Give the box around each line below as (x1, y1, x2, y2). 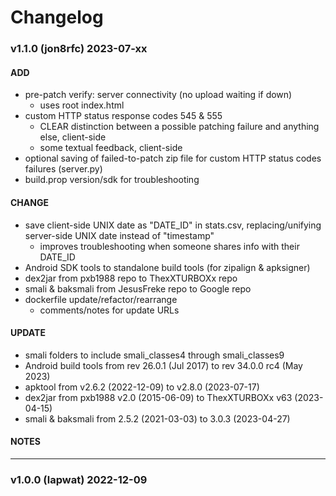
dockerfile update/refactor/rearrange (24, 293, 178, 305)
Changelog (10, 6, 104, 29)
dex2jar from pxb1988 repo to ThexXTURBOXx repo (24, 272, 238, 284)
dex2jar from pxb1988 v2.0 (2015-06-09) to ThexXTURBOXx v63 (24, 391, 293, 403)
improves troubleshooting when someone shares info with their (39, 240, 300, 252)
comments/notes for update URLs (39, 304, 180, 316)
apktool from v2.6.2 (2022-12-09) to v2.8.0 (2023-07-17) (24, 381, 260, 393)
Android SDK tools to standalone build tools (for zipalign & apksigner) (24, 261, 311, 273)
